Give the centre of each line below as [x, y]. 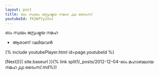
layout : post [18, 10]
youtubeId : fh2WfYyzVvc [30, 19]
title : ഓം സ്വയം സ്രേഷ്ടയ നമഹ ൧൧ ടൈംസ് [49, 14]
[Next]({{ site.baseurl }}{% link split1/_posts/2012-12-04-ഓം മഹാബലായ [79, 62]
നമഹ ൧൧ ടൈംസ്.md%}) [31, 67]
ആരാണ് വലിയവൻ [32, 43]
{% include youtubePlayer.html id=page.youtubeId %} [60, 52]
